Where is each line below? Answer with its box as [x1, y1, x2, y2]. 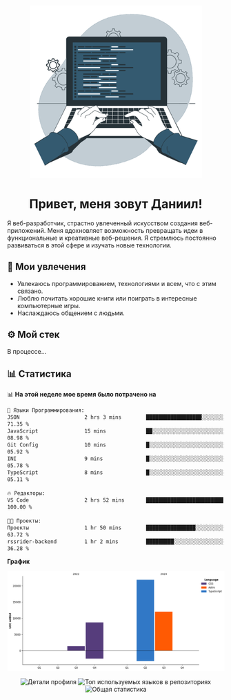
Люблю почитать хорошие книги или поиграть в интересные [17, 294, 198, 302]
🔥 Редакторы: [7, 490, 46, 497]
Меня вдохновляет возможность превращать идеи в [47, 226, 203, 234]
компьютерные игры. [17, 301, 81, 310]
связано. [17, 287, 43, 295]
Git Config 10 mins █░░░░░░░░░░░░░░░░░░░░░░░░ [7, 442, 224, 448]
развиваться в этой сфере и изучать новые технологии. [7, 240, 172, 249]
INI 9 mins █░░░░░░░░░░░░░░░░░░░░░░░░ [7, 455, 224, 462]
